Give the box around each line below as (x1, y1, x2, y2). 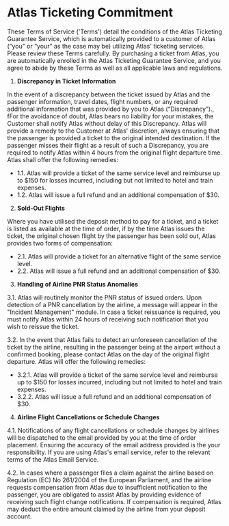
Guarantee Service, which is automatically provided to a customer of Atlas (7, 34, 216, 42)
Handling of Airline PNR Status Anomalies (16, 280, 139, 288)
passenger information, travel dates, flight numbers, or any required (7, 97, 198, 105)
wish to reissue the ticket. (7, 322, 80, 330)
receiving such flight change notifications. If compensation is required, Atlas (7, 497, 222, 505)
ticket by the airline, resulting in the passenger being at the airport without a (7, 343, 221, 351)
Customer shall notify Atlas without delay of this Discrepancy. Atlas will (7, 119, 207, 127)
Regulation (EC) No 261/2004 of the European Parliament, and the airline (7, 475, 212, 484)
